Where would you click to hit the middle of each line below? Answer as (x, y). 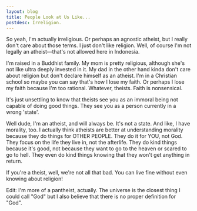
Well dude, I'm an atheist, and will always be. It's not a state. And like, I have (98, 124)
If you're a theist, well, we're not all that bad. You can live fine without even (97, 173)
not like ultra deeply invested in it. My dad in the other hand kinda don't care (98, 70)
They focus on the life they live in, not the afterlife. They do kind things (92, 143)
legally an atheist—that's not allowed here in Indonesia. (73, 52)
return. (14, 161)
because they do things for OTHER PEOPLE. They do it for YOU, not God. (94, 136)
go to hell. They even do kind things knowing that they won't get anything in (98, 155)
